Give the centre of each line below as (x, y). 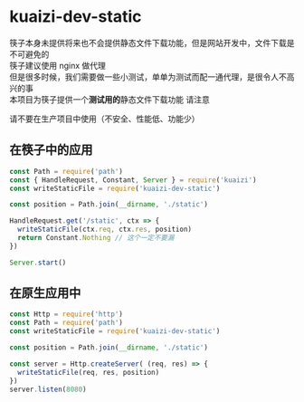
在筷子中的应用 (51, 150)
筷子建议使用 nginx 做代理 (58, 65)
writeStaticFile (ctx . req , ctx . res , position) (105, 230)
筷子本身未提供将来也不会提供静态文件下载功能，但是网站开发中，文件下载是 (152, 43)
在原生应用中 (45, 293)
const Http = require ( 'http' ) (66, 314)
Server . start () (38, 263)
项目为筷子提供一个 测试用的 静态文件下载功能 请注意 (113, 99)
